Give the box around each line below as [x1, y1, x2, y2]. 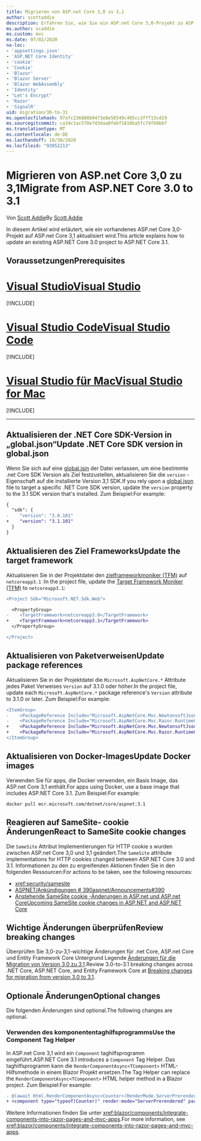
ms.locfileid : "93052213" [6, 142, 71, 149]
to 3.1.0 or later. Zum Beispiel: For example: [6, 695, 111, 702]
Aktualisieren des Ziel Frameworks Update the [6, 546, 181, 556]
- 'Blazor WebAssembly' [6, 82, 66, 88]
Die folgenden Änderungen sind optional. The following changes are [6, 1007, 173, 1014]
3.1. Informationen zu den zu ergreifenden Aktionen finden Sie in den [6, 862, 175, 869]
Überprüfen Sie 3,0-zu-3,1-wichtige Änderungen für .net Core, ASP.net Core [6, 948, 194, 955]
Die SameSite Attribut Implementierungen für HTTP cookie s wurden [6, 843, 173, 850]
